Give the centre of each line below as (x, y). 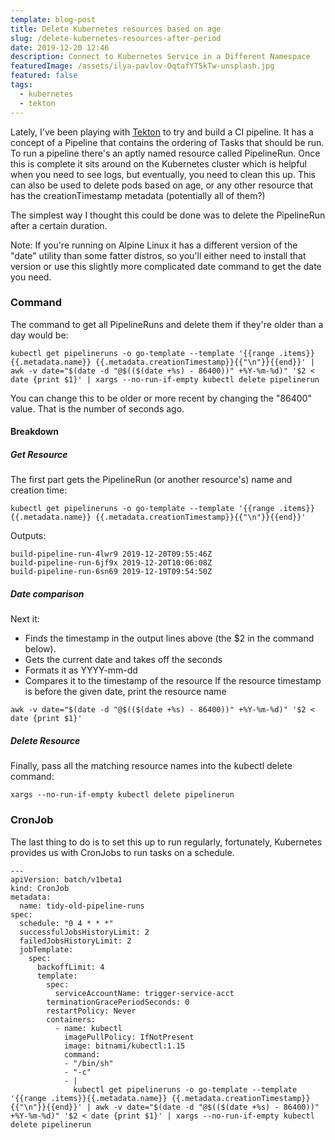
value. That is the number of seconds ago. (97, 408)
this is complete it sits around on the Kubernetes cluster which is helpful (158, 163)
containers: (71, 1019)
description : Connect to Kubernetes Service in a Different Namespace (160, 57)
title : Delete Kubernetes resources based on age (116, 29)
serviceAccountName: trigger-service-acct (144, 993)
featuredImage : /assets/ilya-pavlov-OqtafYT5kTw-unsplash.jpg (142, 66)
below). (40, 649)
